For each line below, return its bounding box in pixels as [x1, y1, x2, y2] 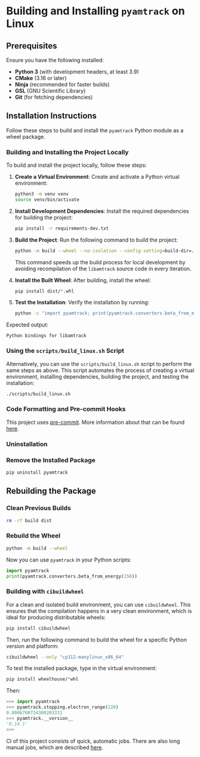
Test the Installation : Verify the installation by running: [14, 299, 150, 306]
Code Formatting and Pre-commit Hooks [6, 405, 126, 413]
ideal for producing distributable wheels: [6, 613, 106, 621]
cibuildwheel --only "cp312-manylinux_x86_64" [6, 654, 124, 660]
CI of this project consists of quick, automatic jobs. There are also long [6, 737, 180, 744]
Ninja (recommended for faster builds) [14, 81, 110, 88]
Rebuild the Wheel [6, 532, 61, 540]
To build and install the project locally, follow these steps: [6, 161, 147, 169]
